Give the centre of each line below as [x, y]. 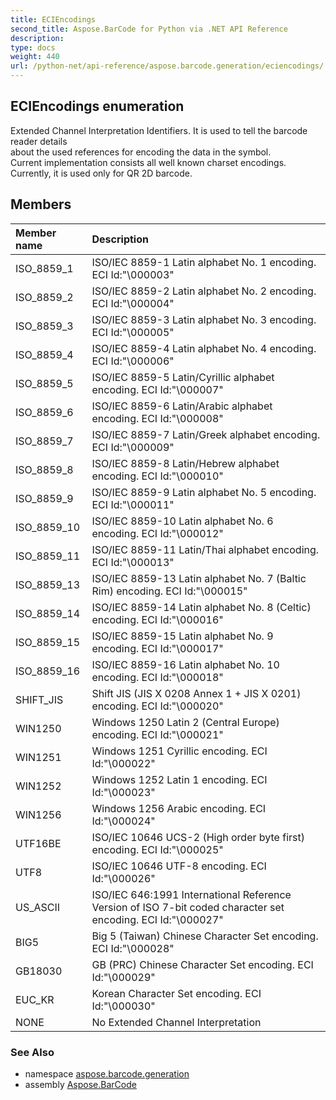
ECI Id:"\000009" [133, 447]
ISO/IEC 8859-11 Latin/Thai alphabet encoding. [205, 549]
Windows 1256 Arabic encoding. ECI [179, 808]
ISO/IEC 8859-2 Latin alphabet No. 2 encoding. [204, 291]
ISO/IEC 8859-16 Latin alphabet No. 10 [185, 664]
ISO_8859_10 [48, 527]
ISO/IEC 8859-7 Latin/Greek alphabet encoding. [206, 434]
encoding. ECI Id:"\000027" [157, 919]
